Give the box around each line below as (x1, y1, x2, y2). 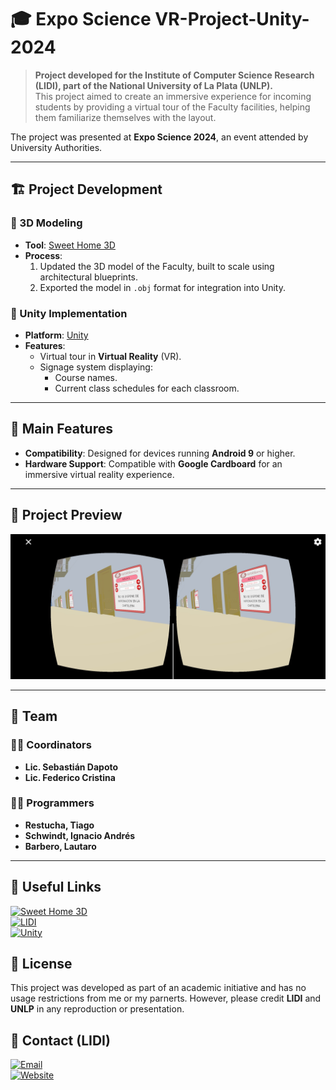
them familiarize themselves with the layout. (34, 111, 217, 123)
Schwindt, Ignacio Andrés (24, 829, 136, 841)
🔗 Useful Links (10, 879, 102, 896)
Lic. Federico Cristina (24, 771, 116, 783)
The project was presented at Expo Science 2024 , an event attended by (10, 131, 309, 143)
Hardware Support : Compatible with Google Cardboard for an (24, 457, 283, 470)
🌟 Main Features (10, 421, 113, 438)
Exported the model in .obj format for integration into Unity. (39, 281, 286, 293)
